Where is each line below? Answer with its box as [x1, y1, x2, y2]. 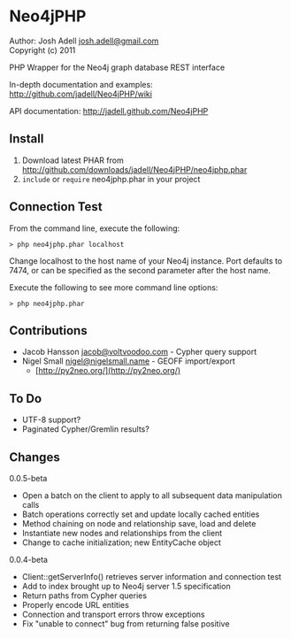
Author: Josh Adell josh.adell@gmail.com [9, 35, 159, 46]
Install [9, 131, 44, 147]
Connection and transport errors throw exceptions [21, 609, 205, 619]
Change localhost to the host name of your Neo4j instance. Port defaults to [9, 255, 283, 266]
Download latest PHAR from [21, 155, 124, 165]
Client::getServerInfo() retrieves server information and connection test [21, 572, 281, 581]
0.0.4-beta [9, 555, 49, 565]
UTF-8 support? [21, 414, 81, 426]
